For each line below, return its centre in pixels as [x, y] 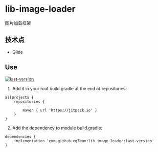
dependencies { [21, 137]
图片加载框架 [18, 23]
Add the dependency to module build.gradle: [57, 128]
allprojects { [20, 97]
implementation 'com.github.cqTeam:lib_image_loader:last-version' [84, 141]
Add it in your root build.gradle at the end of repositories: [69, 88]
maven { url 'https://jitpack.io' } [60, 110]
